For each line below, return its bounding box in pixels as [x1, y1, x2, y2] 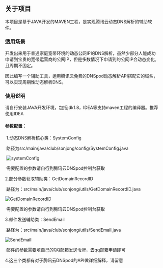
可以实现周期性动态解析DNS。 [5, 79, 66, 85]
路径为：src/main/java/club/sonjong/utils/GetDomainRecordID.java [6, 186, 141, 192]
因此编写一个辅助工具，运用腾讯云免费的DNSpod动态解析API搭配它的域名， [5, 73, 158, 79]
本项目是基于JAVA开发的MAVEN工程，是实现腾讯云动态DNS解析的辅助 [5, 19, 148, 25]
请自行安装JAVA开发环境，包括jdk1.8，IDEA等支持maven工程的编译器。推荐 [5, 105, 159, 110]
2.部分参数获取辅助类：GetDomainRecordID [5, 176, 93, 182]
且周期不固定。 [5, 63, 35, 69]
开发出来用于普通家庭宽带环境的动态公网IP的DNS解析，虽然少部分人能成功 [5, 51, 156, 56]
